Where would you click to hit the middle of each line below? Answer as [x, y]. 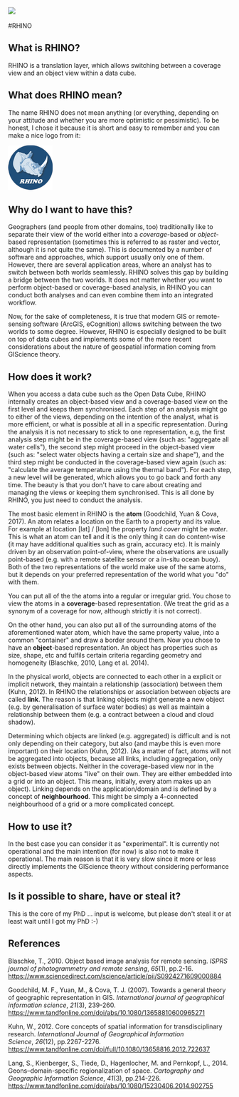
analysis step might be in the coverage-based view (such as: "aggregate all [119, 439]
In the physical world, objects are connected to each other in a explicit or [115, 677]
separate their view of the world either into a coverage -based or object [112, 235]
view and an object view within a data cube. [72, 73]
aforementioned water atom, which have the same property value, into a [114, 633]
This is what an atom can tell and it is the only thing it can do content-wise [117, 537]
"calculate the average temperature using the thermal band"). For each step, [120, 470]
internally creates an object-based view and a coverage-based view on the [118, 402]
